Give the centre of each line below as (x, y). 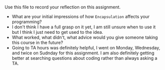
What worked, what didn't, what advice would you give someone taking (85, 37)
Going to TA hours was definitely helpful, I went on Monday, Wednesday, (86, 48)
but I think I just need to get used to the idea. (57, 32)
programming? (27, 22)
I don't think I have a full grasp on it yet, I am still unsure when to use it (84, 27)
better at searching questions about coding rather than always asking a (84, 58)
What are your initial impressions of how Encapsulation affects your (81, 16)
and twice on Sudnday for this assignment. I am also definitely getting (83, 53)
